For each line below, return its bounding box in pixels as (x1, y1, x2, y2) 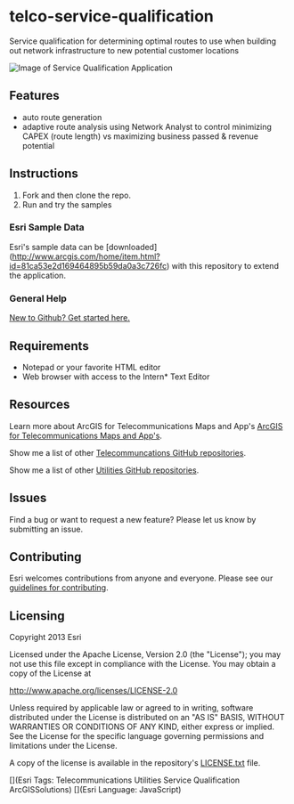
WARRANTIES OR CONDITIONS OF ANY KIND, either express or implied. (9, 721, 274, 732)
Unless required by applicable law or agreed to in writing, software (9, 702, 254, 713)
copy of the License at (9, 668, 92, 678)
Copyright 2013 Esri (9, 632, 82, 643)
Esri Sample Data (9, 221, 85, 233)
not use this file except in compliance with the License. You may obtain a (9, 659, 276, 670)
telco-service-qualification (9, 6, 214, 27)
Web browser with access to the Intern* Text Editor (21, 371, 210, 382)
